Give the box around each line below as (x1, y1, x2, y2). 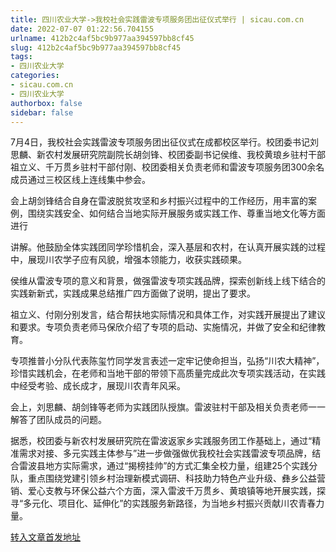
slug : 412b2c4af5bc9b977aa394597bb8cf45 (10, 42, 182, 53)
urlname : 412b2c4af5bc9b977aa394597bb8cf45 (10, 33, 195, 43)
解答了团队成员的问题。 (10, 414, 107, 426)
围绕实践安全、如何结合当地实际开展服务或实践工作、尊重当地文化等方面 (27, 207, 326, 220)
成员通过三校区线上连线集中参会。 (10, 174, 151, 186)
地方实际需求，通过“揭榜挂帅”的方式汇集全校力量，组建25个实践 (44, 460, 310, 472)
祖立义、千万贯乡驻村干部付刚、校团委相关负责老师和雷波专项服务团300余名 (10, 161, 325, 173)
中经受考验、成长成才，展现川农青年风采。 (10, 380, 186, 392)
